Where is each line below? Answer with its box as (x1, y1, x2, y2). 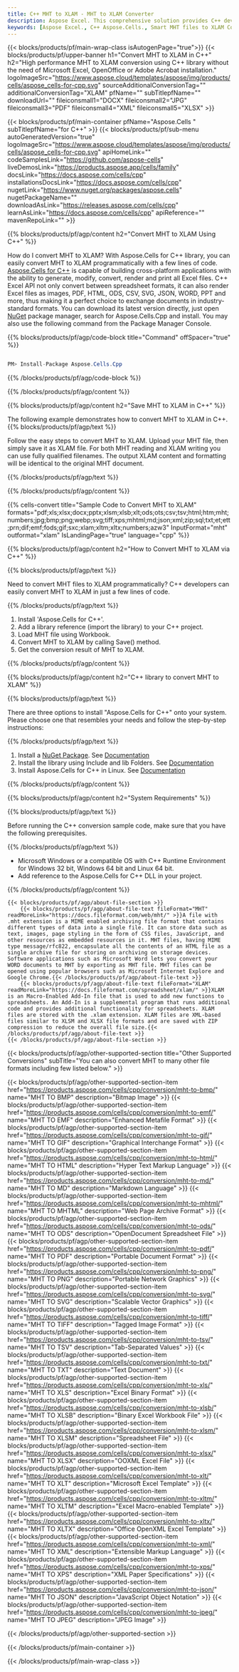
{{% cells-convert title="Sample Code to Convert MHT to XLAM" (7, 500, 197, 510)
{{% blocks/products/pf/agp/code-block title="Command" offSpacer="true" (7, 333, 231, 342)
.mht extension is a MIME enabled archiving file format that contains (7, 918, 224, 925)
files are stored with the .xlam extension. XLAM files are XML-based (7, 1011, 221, 1019)
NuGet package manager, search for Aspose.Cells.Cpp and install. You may (7, 311, 228, 321)
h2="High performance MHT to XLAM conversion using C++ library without (7, 58, 229, 67)
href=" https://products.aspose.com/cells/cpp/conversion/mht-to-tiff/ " (7, 1313, 213, 1321)
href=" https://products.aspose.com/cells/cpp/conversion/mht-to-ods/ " (7, 1222, 216, 1230)
